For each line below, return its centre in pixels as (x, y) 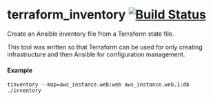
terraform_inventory (67, 15)
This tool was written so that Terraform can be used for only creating (105, 47)
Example (20, 70)
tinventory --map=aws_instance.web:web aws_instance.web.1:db (98, 85)
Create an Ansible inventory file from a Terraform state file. (91, 34)
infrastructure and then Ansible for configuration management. (96, 54)
